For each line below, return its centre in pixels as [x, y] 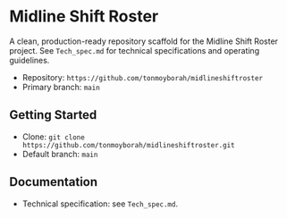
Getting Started [53, 115]
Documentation [54, 182]
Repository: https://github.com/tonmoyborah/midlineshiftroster [143, 77]
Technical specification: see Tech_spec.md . [100, 204]
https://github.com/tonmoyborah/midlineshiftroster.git [128, 145]
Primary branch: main [61, 87]
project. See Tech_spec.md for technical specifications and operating [135, 50]
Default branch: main [60, 154]
